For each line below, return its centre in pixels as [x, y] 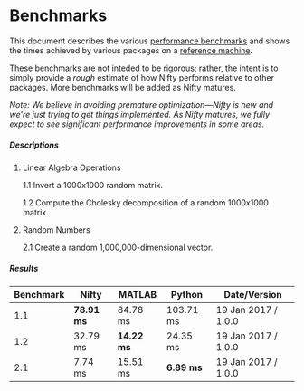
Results [24, 268]
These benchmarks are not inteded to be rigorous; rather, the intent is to [144, 68]
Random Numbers [56, 229]
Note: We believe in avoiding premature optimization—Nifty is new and [142, 104]
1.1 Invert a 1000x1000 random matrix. [93, 185]
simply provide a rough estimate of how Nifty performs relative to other [142, 77]
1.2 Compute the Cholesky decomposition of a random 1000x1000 [146, 202]
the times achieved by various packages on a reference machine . [131, 50]
